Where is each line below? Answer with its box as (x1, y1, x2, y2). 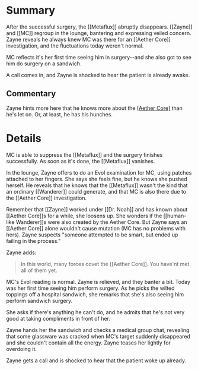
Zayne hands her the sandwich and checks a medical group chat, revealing (6, 326, 190, 333)
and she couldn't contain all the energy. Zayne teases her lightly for (6, 339, 171, 346)
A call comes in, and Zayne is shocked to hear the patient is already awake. (6, 71, 190, 78)
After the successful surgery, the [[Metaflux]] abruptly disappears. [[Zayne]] (6, 23, 193, 30)
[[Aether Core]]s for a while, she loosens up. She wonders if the (6, 212, 162, 219)
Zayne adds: (6, 249, 37, 256)
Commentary (6, 88, 56, 99)
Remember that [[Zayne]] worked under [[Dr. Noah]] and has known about (6, 205, 188, 213)
